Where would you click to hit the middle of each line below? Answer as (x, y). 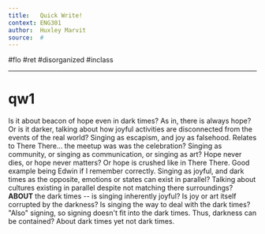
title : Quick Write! (45, 15)
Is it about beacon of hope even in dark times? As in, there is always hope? (130, 121)
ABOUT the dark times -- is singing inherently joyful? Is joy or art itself (122, 196)
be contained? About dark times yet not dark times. (91, 221)
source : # (26, 37)
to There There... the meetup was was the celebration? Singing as (115, 146)
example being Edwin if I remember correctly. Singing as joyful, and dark (126, 171)
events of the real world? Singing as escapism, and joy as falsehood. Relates (132, 138)
